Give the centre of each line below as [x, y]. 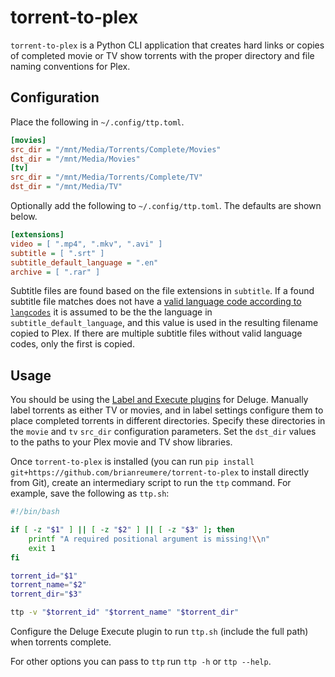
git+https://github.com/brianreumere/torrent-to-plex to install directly [160, 472]
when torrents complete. [61, 642]
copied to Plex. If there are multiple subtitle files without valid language [156, 333]
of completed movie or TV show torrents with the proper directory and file [162, 55]
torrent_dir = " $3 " [46, 594]
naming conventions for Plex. [70, 66]
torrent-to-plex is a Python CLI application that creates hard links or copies [167, 45]
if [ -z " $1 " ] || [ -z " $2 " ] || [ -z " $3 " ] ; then [122, 530]
